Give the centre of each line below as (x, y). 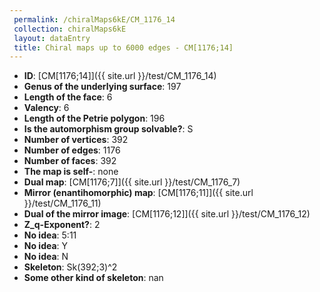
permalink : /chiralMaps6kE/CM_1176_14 (94, 19)
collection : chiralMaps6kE (70, 29)
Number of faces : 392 (70, 161)
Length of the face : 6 (68, 97)
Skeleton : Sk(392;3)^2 (70, 267)
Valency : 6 (46, 108)
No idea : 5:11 (50, 235)
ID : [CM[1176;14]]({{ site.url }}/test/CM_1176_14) (120, 76)
